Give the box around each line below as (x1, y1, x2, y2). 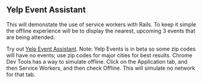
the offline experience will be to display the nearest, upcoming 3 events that (6, 27, 195, 34)
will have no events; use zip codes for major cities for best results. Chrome (6, 51, 192, 59)
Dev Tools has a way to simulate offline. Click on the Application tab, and (6, 58, 187, 65)
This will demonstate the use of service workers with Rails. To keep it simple (6, 20, 197, 28)
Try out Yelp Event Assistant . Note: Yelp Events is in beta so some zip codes (6, 45, 196, 52)
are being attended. (6, 33, 56, 41)
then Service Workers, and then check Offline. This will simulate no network (6, 64, 195, 72)
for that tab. (6, 70, 36, 78)
